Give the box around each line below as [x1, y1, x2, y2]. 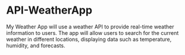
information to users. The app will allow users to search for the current [6, 29, 179, 36]
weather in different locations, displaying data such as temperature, [6, 35, 172, 43]
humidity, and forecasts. [6, 42, 65, 49]
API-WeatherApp [6, 4, 93, 17]
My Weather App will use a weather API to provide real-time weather [6, 23, 174, 30]
